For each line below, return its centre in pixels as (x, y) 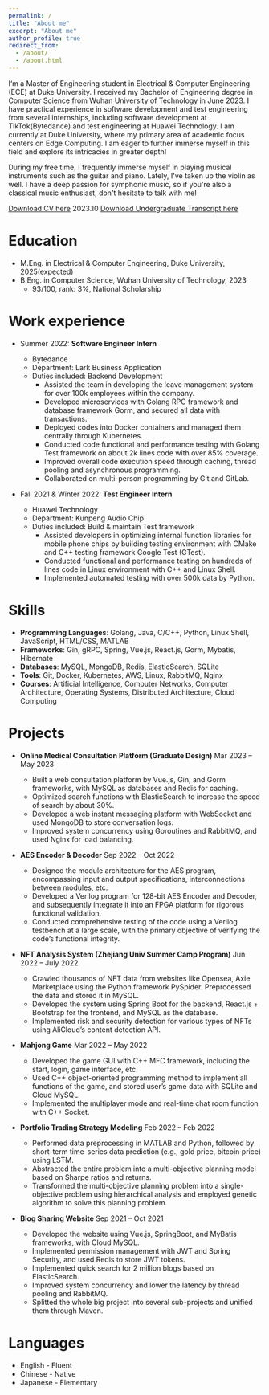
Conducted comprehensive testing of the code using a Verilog (135, 921)
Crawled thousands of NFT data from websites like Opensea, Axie (141, 978)
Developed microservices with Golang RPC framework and (141, 402)
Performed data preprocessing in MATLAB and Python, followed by (143, 1143)
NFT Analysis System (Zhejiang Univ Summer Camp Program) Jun (132, 954)
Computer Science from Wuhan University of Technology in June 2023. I (129, 100)
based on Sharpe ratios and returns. (92, 1177)
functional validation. (67, 913)
